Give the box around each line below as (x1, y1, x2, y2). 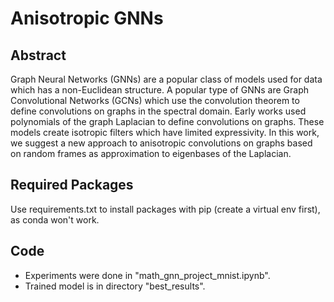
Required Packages (10, 177, 134, 194)
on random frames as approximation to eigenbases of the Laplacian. (10, 148, 292, 159)
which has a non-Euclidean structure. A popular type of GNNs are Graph (10, 84, 310, 96)
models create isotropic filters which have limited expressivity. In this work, (10, 127, 320, 138)
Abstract (10, 47, 67, 64)
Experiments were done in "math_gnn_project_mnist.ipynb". (24, 269, 271, 281)
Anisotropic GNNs (10, 7, 164, 30)
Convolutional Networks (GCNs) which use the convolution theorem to (10, 95, 300, 106)
